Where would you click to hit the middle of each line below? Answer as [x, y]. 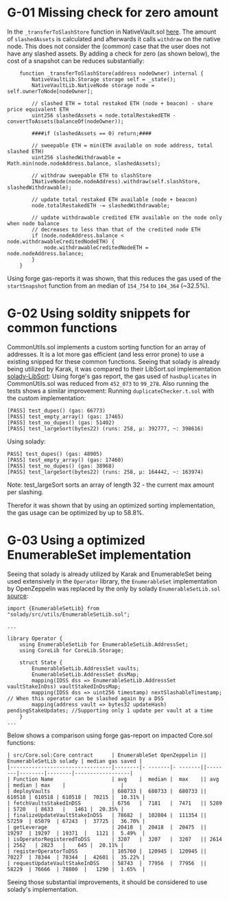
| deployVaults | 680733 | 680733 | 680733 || [107, 791]
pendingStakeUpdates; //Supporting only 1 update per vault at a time [110, 711]
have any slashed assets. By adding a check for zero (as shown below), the [113, 54]
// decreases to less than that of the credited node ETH [116, 229]
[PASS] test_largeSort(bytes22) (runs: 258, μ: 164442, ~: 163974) [106, 472]
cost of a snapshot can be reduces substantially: [76, 60]
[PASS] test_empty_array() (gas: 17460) [66, 460]
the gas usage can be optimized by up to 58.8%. [76, 512]
